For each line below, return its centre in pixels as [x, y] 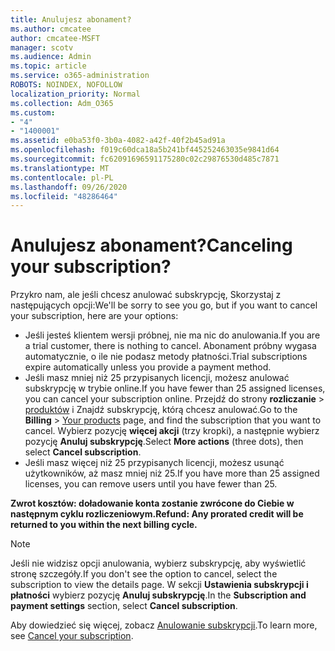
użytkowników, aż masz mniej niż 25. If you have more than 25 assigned [172, 473]
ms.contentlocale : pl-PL [62, 177]
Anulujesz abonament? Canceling [151, 245]
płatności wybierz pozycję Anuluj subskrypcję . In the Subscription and [158, 595]
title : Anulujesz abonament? [71, 19]
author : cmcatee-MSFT [55, 38]
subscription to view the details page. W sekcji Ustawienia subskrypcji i [159, 585]
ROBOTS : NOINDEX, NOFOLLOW [66, 85]
